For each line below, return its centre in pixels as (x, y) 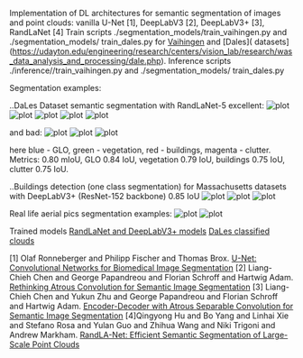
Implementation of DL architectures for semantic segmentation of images (145, 13)
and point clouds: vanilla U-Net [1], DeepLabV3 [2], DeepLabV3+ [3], (137, 23)
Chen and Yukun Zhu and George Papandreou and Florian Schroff (155, 296)
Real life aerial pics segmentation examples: (91, 214)
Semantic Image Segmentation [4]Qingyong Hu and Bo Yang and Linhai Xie (149, 316)
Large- (275, 335)
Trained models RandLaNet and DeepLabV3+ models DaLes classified (140, 231)
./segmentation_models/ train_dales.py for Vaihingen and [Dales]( (131, 41)
